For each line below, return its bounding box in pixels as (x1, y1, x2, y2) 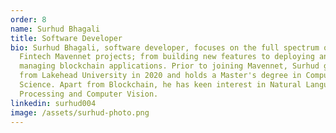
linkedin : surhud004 (10, 98, 97, 108)
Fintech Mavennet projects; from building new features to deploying (19, 52, 315, 62)
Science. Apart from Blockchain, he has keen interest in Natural (19, 80, 302, 90)
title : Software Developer (10, 33, 123, 43)
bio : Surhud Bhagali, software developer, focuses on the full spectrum (10, 42, 320, 53)
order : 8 (10, 14, 47, 25)
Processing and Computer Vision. (19, 89, 159, 99)
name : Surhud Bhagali (10, 24, 101, 34)
